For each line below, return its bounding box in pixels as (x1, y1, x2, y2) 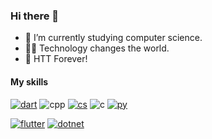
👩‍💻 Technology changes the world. (24, 42, 170, 54)
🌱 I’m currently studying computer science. (24, 32, 203, 44)
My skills (10, 75, 49, 88)
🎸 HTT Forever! (24, 53, 88, 65)
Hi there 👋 (10, 9, 60, 23)
